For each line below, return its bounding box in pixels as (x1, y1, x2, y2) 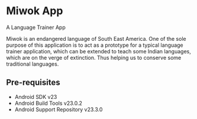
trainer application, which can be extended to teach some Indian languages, (6, 47, 191, 54)
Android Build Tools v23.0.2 (14, 99, 83, 107)
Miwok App (6, 4, 63, 18)
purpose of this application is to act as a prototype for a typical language (6, 41, 183, 49)
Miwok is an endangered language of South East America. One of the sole (6, 35, 186, 42)
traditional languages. (6, 60, 59, 67)
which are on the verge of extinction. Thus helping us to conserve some (6, 54, 182, 61)
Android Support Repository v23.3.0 (14, 105, 103, 113)
